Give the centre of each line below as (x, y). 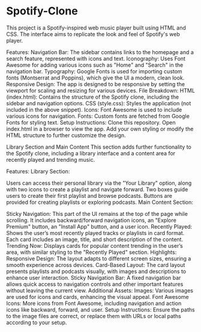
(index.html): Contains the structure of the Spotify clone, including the (92, 97)
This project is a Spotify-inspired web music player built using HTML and (96, 28)
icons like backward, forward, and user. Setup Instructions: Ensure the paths (100, 309)
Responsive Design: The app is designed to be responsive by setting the (95, 84)
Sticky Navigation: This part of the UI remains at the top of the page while (97, 214)
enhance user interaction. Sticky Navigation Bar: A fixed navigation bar (94, 277)
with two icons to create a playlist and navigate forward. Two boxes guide (97, 189)
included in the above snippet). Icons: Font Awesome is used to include (94, 109)
